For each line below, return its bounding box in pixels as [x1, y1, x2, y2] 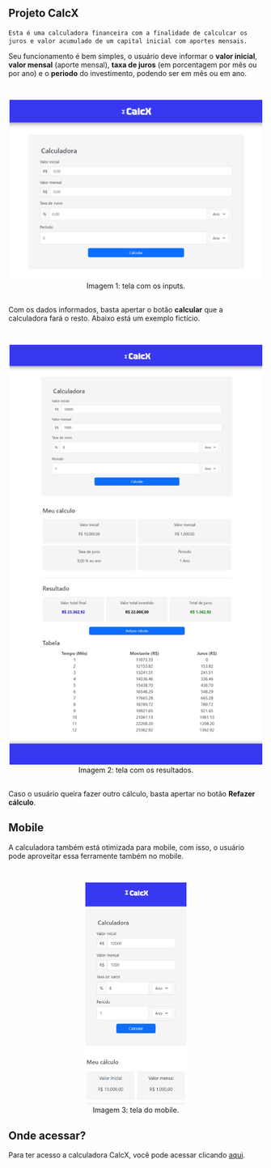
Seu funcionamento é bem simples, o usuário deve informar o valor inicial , [8, 51, 257, 61]
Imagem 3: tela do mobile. [92, 1105, 180, 1115]
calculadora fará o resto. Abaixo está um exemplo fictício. [8, 313, 201, 323]
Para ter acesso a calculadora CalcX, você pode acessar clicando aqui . [8, 1149, 245, 1160]
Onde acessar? [8, 1128, 87, 1142]
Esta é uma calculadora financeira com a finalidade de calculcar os [8, 28, 248, 37]
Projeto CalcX [8, 6, 79, 20]
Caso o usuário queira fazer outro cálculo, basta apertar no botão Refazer [8, 789, 256, 799]
